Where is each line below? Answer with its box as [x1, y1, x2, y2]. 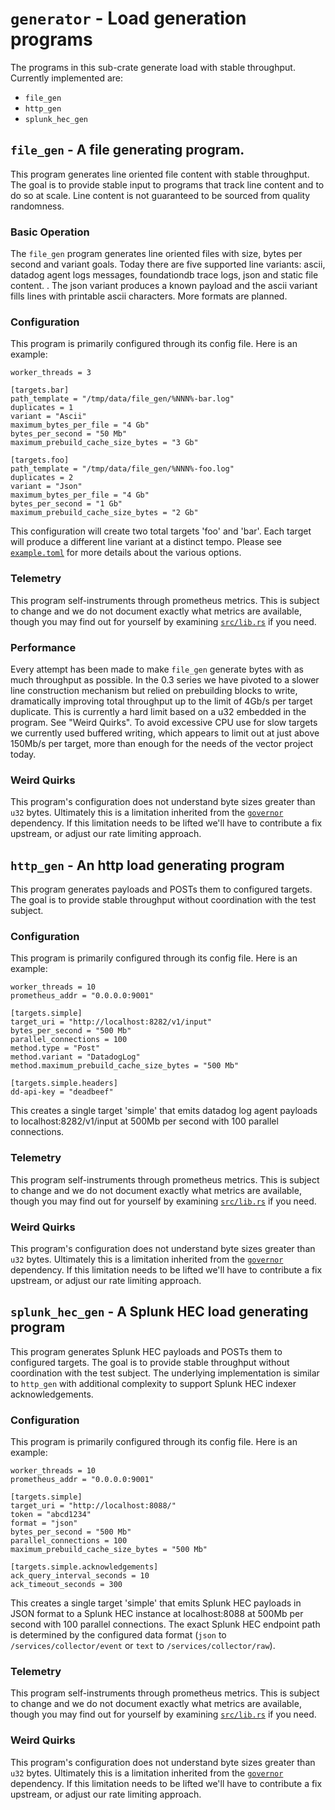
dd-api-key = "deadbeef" [10, 1087, 114, 1097]
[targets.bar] [10, 385, 70, 396]
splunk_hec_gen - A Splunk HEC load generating [10, 1303, 309, 1321]
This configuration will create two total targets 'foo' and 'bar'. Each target [10, 525, 312, 537]
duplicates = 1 [10, 403, 74, 413]
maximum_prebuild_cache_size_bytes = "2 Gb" [10, 508, 199, 518]
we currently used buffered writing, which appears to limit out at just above [10, 727, 320, 739]
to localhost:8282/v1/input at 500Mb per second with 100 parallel [10, 1115, 279, 1127]
